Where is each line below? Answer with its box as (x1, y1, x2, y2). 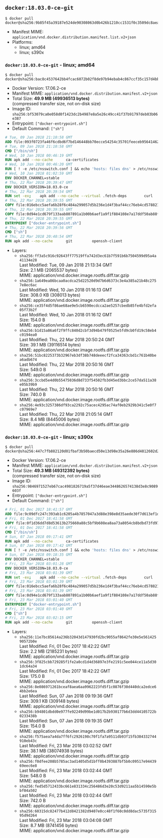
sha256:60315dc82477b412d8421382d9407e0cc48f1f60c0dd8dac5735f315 (19, 809, 157, 814)
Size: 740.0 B (19, 392, 46, 397)
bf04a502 (19, 789, 37, 793)
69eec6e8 (19, 763, 37, 769)
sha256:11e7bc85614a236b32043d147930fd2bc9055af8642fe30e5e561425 (19, 635, 157, 640)
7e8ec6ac (19, 283, 37, 288)
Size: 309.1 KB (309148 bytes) (19, 698, 80, 704)
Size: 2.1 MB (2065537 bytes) (19, 267, 79, 273)
